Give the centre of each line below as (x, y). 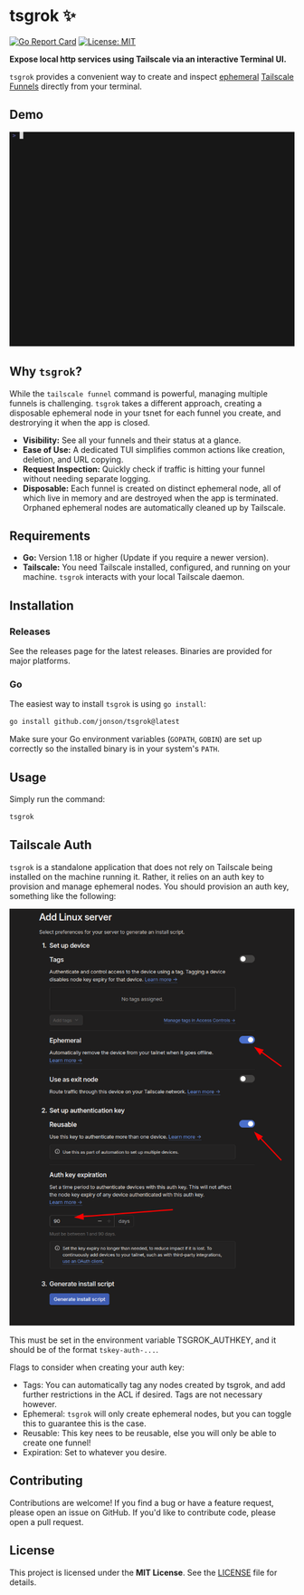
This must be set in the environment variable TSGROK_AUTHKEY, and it (143, 1340)
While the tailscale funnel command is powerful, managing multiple (139, 393)
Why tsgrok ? (46, 372)
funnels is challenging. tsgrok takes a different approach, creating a (136, 403)
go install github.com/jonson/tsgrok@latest (95, 722)
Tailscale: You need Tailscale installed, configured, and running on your (157, 567)
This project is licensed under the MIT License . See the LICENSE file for (143, 1572)
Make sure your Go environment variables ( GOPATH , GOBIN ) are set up (136, 739)
